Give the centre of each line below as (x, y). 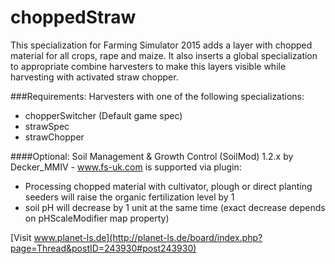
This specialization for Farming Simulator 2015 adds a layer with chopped (161, 45)
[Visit (21, 237)
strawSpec (47, 126)
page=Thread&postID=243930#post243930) (103, 248)
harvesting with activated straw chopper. (94, 77)
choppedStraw (73, 17)
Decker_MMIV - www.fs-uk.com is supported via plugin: (126, 167)
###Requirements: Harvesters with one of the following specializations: (157, 96)
